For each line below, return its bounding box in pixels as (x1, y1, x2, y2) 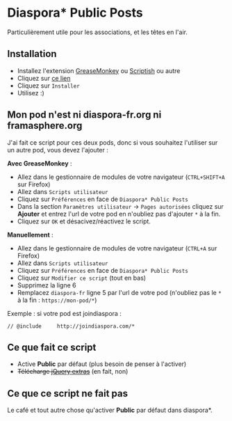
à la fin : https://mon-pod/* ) (17, 296, 97, 304)
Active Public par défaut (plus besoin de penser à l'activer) (17, 360, 187, 368)
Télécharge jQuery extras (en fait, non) (17, 367, 129, 376)
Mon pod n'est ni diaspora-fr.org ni (7, 109, 162, 121)
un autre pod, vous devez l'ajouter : (7, 145, 109, 154)
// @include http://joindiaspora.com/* (7, 322, 135, 330)
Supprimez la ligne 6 (17, 280, 76, 289)
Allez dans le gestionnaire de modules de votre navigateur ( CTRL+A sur (17, 244, 217, 252)
